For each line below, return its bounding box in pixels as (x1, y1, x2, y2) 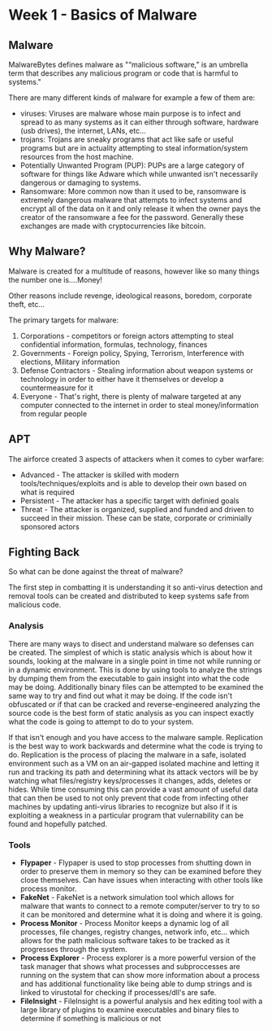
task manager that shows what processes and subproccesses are (19, 962, 241, 972)
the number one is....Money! (8, 274, 103, 284)
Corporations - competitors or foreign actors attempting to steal (19, 331, 234, 340)
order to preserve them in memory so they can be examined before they (19, 866, 262, 876)
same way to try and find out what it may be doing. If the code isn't (8, 691, 233, 700)
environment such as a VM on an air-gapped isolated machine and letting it (8, 758, 260, 768)
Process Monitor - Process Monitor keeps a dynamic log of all (19, 919, 230, 928)
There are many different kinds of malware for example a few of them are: (8, 93, 256, 103)
